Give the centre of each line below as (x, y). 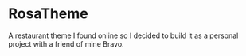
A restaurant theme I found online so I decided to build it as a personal (123, 35)
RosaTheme (49, 14)
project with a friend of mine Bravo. (66, 43)
